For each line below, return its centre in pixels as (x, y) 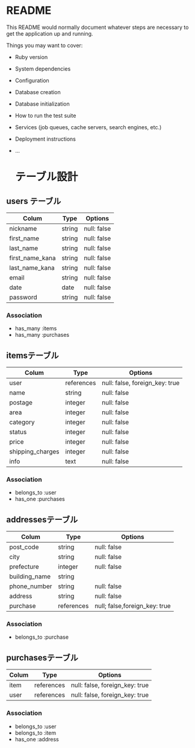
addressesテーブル (42, 519)
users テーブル (34, 201)
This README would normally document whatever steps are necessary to (97, 27)
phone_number (31, 586)
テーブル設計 (46, 177)
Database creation (38, 92)
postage (21, 403)
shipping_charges (34, 452)
